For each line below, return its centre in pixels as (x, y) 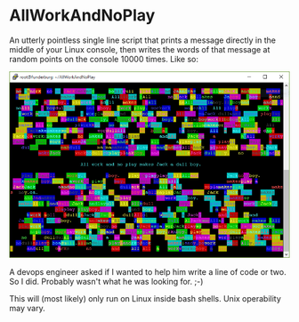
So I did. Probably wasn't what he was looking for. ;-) (106, 282)
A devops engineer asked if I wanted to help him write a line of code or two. (148, 272)
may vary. (28, 309)
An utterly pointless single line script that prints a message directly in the (142, 40)
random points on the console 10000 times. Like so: (104, 59)
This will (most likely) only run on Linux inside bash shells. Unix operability (145, 299)
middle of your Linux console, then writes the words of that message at (140, 49)
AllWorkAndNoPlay (82, 16)
